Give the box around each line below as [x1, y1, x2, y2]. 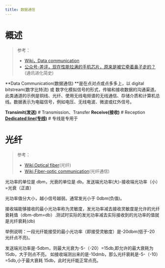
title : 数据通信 [5, 7, 35, 12]
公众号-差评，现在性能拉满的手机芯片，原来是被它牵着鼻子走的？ [24, 63, 156, 69]
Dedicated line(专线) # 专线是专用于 [5, 115, 78, 121]
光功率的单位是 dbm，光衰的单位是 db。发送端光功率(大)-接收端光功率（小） [5, 179, 159, 184]
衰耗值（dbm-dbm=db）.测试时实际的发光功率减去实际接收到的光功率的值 [5, 212, 155, 218]
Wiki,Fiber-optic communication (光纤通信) [24, 168, 110, 174]
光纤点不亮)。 [5, 235, 33, 240]
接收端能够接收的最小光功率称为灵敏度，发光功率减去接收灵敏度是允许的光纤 [5, 206, 160, 211]
